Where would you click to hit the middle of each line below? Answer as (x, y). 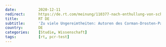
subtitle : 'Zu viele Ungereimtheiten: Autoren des (64, 23)
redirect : (15, 14)
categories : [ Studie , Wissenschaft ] (46, 32)
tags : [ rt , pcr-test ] (37, 37)
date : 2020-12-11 (33, 10)
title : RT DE (27, 19)
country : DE (24, 28)
